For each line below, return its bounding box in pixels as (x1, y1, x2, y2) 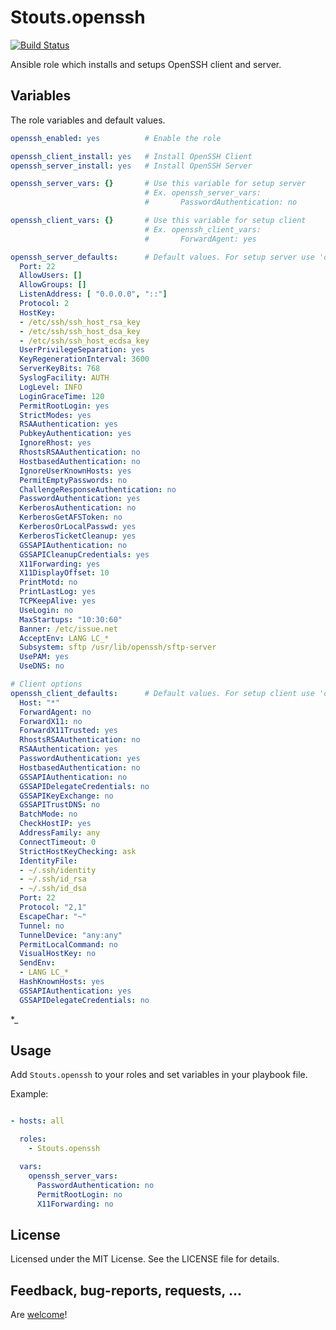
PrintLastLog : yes (19, 587, 97, 597)
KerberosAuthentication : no (19, 503, 137, 513)
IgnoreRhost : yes (19, 438, 92, 448)
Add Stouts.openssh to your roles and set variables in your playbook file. (10, 1069, 308, 1081)
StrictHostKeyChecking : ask (19, 846, 137, 856)
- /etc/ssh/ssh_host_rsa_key (19, 317, 141, 327)
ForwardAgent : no (19, 707, 92, 717)
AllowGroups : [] (19, 280, 87, 290)
